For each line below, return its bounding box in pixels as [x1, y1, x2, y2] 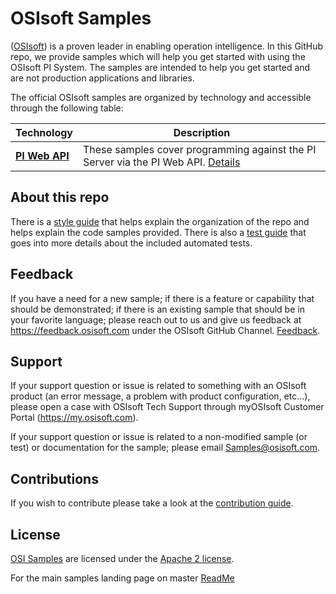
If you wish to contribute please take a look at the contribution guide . [10, 497, 294, 509]
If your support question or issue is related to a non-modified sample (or [10, 431, 308, 443]
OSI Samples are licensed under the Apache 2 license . [10, 553, 235, 564]
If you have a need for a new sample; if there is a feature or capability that [10, 292, 315, 304]
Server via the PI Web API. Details [83, 155, 241, 169]
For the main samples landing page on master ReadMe [10, 572, 235, 584]
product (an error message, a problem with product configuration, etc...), [10, 390, 311, 402]
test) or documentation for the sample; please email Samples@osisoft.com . [10, 442, 321, 454]
